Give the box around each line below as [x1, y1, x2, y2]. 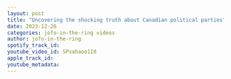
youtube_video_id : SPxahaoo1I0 [7, 49, 97, 56]
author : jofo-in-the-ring [7, 36, 81, 43]
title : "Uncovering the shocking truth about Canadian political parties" [7, 16, 226, 23]
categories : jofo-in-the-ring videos [7, 29, 115, 36]
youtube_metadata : [7, 61, 60, 68]
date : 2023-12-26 [7, 23, 57, 30]
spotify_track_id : [7, 42, 60, 49]
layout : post [7, 10, 45, 17]
